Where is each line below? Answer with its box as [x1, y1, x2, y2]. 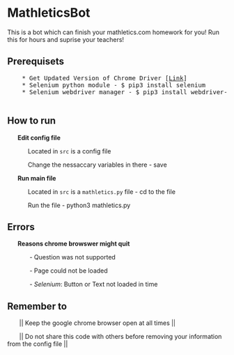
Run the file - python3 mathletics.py [27, 201, 131, 209]
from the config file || [7, 340, 68, 348]
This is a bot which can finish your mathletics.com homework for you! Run [7, 28, 220, 36]
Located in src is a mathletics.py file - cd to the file [27, 187, 176, 196]
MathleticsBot [7, 5, 91, 21]
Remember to [7, 300, 68, 312]
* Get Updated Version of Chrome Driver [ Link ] [22, 74, 188, 82]
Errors [7, 221, 35, 233]
